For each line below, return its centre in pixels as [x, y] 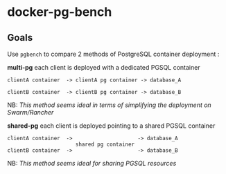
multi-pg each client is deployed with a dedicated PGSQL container [104, 67]
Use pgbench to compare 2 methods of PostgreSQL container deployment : [113, 54]
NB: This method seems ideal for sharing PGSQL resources [92, 163]
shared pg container [105, 144]
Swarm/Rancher [31, 112]
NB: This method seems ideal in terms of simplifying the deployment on [109, 105]
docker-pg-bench [60, 12]
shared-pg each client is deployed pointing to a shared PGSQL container [111, 126]
